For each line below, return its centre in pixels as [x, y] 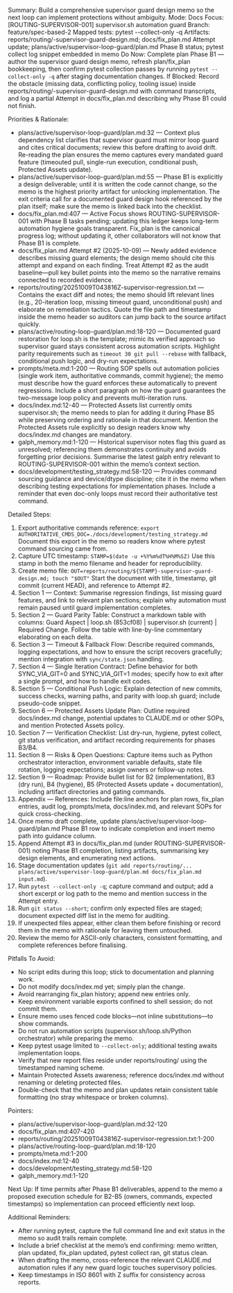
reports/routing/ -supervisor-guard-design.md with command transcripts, [112, 91]
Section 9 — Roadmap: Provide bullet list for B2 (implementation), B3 [116, 777]
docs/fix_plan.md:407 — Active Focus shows [83, 214]
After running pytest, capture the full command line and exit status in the [121, 1231]
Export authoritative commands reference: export [88, 528]
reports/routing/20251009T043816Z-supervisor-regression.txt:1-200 [116, 1139]
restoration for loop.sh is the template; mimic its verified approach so [116, 339]
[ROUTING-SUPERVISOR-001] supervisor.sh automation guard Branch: [109, 25]
